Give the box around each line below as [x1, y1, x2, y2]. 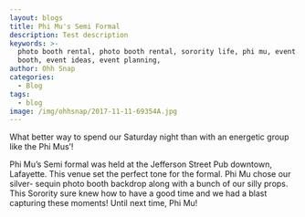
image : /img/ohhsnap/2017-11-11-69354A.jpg [9, 107, 178, 116]
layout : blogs [9, 13, 64, 23]
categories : [9, 73, 55, 82]
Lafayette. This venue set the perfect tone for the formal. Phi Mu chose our [9, 169, 291, 180]
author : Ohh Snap [9, 65, 76, 74]
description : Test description [9, 30, 129, 39]
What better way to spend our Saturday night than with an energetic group [9, 131, 289, 142]
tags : [9, 89, 30, 98]
